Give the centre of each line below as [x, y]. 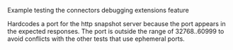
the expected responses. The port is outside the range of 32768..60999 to [116, 31]
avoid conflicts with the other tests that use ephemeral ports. [96, 39]
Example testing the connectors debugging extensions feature [98, 10]
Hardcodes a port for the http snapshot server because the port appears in [116, 24]
